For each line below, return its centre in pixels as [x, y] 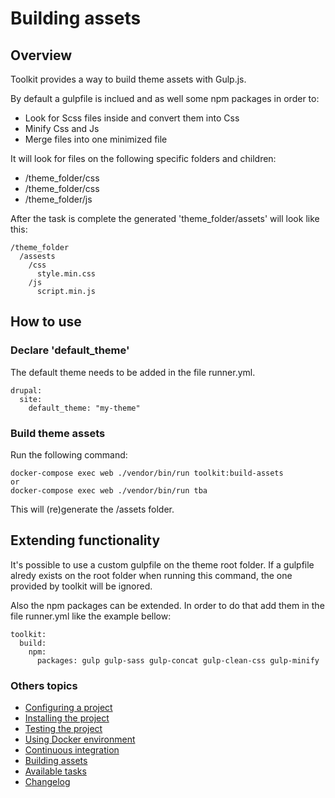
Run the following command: [69, 454]
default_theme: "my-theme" [84, 408]
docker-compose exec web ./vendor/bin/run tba [109, 490]
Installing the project [67, 718]
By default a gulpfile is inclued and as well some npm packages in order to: [165, 98]
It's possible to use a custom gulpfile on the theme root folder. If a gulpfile [162, 564]
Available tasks [55, 771]
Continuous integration [72, 750]
